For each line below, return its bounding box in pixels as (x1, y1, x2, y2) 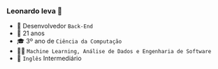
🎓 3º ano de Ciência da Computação (16, 37, 122, 46)
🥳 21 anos (16, 29, 45, 37)
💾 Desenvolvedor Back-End (16, 22, 94, 30)
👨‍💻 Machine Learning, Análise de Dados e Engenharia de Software (16, 47, 212, 55)
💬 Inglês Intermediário (16, 55, 82, 63)
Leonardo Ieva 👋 (6, 6, 62, 16)
